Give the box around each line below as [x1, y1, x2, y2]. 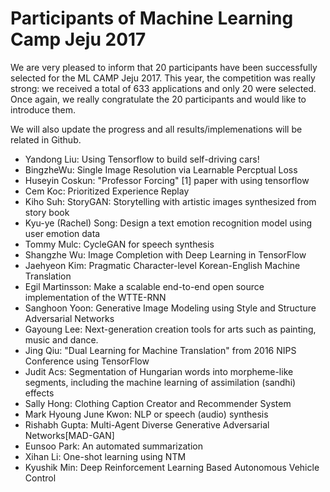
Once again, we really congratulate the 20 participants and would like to [10, 93, 307, 105]
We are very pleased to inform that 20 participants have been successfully [10, 61, 318, 73]
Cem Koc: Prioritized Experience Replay [24, 185, 190, 197]
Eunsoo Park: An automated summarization [24, 440, 203, 452]
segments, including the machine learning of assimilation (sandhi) [24, 376, 297, 388]
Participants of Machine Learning [10, 7, 294, 30]
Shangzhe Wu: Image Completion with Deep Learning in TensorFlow [24, 248, 307, 261]
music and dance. [24, 333, 99, 346]
